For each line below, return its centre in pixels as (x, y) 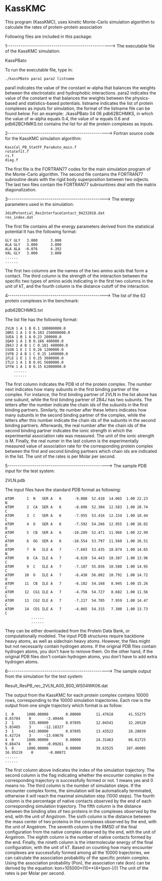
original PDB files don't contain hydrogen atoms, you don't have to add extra (81, 656)
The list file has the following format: (41, 319)
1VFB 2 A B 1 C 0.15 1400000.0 (37, 354)
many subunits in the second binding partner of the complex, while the (75, 415)
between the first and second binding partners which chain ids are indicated (81, 451)
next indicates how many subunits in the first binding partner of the (72, 389)
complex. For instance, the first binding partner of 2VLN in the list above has (81, 394)
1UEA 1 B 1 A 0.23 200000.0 (33, 337)
